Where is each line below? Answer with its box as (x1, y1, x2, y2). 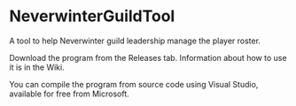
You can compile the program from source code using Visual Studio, (9, 79, 259, 89)
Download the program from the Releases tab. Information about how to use (9, 52, 287, 63)
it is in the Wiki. (9, 62, 65, 72)
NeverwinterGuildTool (9, 6, 175, 26)
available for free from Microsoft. (9, 88, 130, 99)
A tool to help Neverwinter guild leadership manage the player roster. (9, 35, 261, 46)
